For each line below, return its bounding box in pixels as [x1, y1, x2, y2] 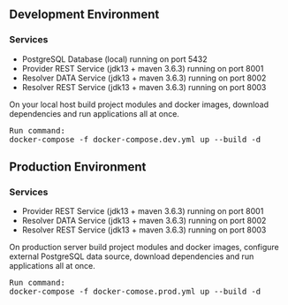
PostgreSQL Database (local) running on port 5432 [21, 53, 208, 65]
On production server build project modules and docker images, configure [9, 242, 280, 253]
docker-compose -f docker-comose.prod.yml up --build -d [9, 286, 261, 297]
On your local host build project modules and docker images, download [9, 99, 269, 110]
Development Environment [9, 7, 160, 22]
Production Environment [9, 159, 147, 175]
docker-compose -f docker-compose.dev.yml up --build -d [9, 134, 261, 144]
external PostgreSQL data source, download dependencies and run [9, 251, 254, 262]
